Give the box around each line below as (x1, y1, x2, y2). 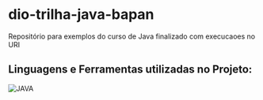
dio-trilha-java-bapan (8, 6, 154, 24)
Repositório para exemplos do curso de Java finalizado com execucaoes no (8, 31, 256, 41)
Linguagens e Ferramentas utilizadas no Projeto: (8, 63, 253, 76)
